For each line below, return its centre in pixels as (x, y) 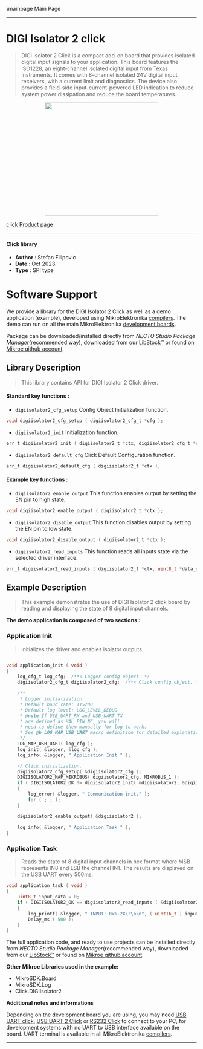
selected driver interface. (47, 557)
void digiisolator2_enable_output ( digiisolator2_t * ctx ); (85, 510)
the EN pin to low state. (44, 528)
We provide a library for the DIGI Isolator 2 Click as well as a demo (89, 311)
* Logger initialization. (52, 699)
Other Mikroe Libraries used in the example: (63, 967)
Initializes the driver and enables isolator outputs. (82, 649)
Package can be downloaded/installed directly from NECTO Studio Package (101, 336)
